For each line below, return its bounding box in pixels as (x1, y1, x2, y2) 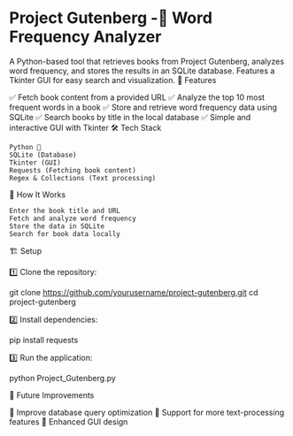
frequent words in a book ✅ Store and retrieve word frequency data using (9, 102, 277, 112)
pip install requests (9, 334, 79, 345)
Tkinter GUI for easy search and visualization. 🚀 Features (9, 74, 217, 85)
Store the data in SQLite (9, 221, 104, 231)
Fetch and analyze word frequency (9, 214, 137, 223)
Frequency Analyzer (9, 27, 162, 47)
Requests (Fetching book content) (9, 165, 137, 175)
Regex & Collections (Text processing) (9, 173, 157, 182)
